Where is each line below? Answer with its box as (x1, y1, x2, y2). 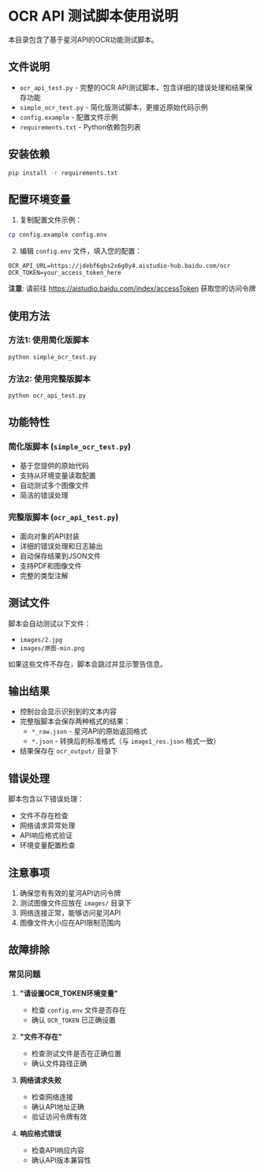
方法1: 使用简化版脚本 (8, 335, 89, 346)
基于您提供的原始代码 (19, 460, 89, 470)
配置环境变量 (8, 193, 71, 206)
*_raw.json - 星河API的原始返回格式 (31, 727, 147, 736)
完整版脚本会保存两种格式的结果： (19, 716, 131, 727)
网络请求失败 (19, 1075, 61, 1084)
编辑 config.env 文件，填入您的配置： (19, 246, 143, 256)
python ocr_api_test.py (8, 392, 87, 400)
